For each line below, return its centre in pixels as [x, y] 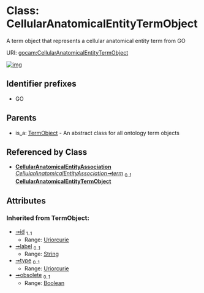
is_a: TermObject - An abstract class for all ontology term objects [97, 133]
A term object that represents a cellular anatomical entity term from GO [96, 41]
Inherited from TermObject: [48, 218]
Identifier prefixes [41, 84]
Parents [21, 118]
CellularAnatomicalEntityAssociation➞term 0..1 [73, 174]
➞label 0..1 [28, 247]
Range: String [42, 254]
